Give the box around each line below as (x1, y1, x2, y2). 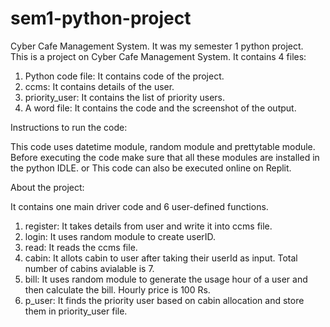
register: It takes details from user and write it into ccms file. (24, 220, 273, 232)
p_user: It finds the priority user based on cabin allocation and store (24, 294, 305, 306)
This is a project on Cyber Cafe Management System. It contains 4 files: (10, 50, 307, 62)
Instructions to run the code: (10, 121, 128, 133)
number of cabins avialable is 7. (24, 262, 155, 274)
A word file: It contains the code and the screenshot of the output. (24, 102, 297, 114)
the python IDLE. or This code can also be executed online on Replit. (10, 162, 292, 174)
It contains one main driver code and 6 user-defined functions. (10, 200, 269, 212)
